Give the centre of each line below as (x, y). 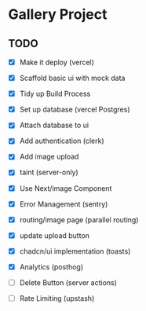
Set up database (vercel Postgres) (75, 110)
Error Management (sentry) (64, 204)
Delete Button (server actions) (68, 282)
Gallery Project (58, 15)
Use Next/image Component (66, 188)
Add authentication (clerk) (62, 141)
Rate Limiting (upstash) (57, 298)
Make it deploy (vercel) (57, 62)
